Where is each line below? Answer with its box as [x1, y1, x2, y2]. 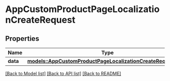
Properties [5, 34, 39, 43]
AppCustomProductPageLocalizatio [5, 4, 160, 15]
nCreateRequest [5, 14, 76, 26]
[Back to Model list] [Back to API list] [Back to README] [5, 70, 121, 76]
